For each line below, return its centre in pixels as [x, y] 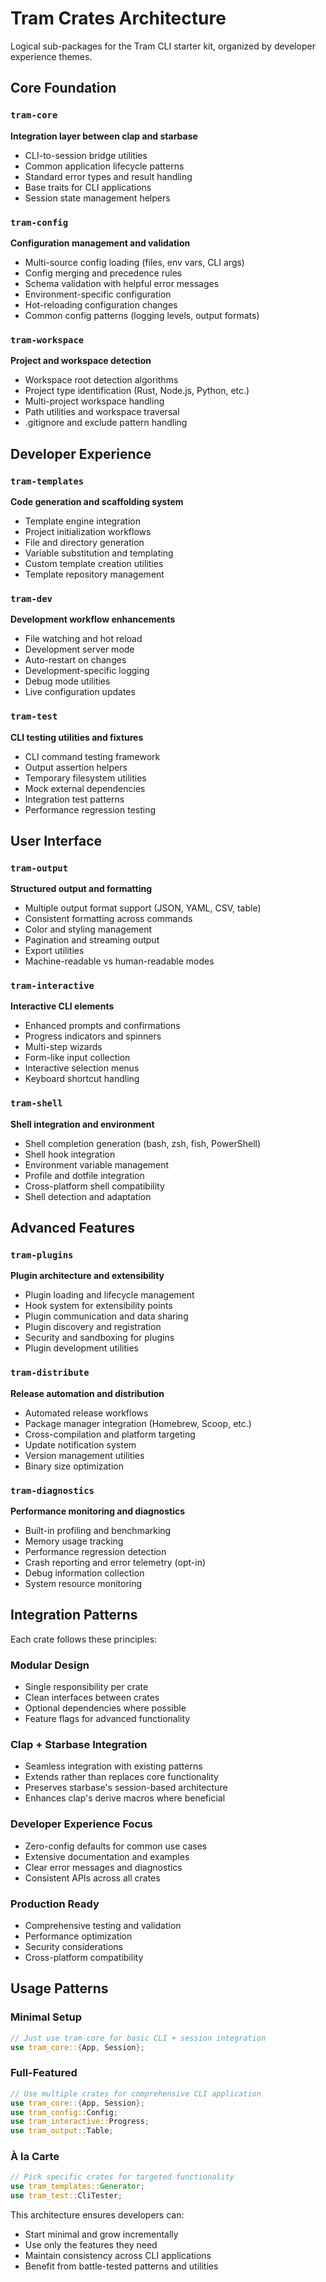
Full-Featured [44, 2073]
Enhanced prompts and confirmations [102, 1026]
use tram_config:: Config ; [64, 2112]
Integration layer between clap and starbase [104, 136]
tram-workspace [47, 340]
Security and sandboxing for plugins [99, 1338]
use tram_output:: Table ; [62, 2131]
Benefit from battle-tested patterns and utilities [121, 2266]
